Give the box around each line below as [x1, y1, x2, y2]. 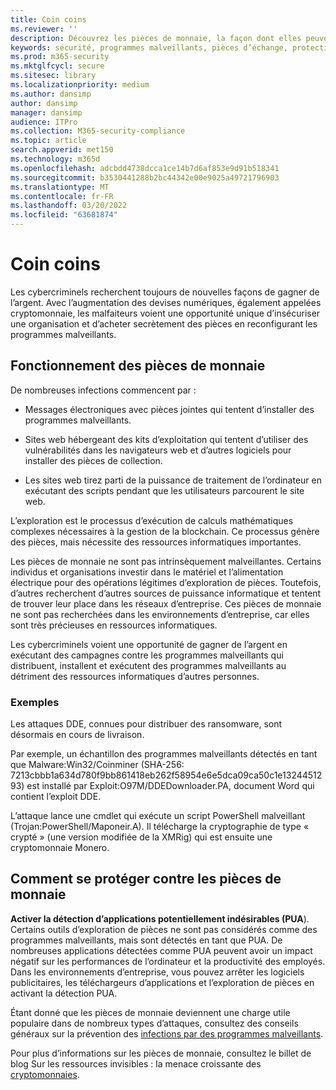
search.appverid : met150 [10, 145, 114, 155]
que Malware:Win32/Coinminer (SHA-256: [10, 759, 185, 771]
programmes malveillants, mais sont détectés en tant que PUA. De [10, 934, 283, 946]
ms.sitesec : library [10, 71, 97, 81]
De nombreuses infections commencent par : [10, 384, 197, 396]
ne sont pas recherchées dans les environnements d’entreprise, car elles [10, 608, 310, 620]
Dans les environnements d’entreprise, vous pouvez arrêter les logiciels [10, 966, 305, 978]
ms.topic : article [10, 136, 87, 146]
